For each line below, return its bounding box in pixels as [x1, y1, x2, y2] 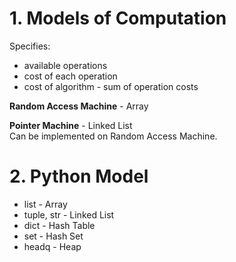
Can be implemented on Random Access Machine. [9, 130, 218, 142]
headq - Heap [23, 240, 82, 252]
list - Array [23, 198, 68, 210]
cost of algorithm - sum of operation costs [23, 80, 199, 92]
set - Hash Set [23, 230, 84, 242]
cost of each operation [23, 70, 118, 82]
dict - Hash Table [23, 219, 96, 231]
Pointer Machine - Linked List [9, 119, 133, 131]
